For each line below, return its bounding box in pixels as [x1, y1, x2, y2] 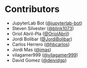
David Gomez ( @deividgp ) [12, 57, 67, 63]
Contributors [5, 3, 60, 15]
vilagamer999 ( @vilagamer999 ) [12, 51, 78, 58]
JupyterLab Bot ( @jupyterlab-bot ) [12, 20, 82, 26]
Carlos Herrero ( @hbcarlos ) [12, 41, 70, 47]
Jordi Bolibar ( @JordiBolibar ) [12, 36, 72, 42]
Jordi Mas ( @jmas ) [12, 46, 51, 52]
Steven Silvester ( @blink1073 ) [12, 25, 74, 31]
